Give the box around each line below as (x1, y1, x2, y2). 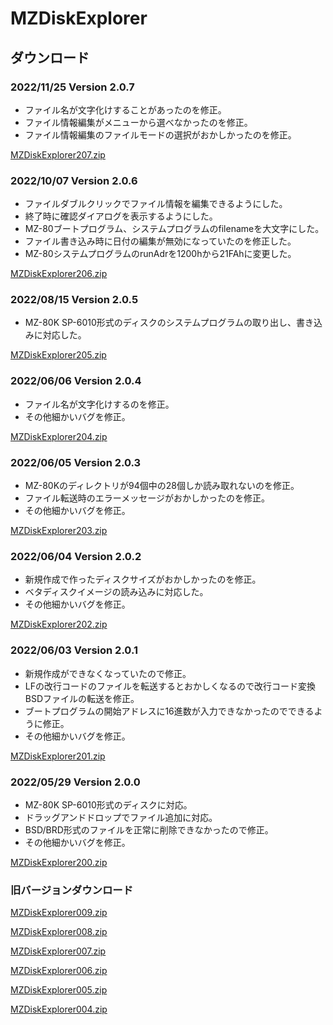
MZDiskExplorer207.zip (10, 148, 106, 161)
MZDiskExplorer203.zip (10, 525, 108, 537)
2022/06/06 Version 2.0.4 (10, 374, 142, 388)
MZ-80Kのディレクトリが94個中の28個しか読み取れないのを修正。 (24, 480, 300, 492)
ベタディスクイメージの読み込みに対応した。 (24, 586, 209, 598)
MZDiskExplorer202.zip (10, 618, 108, 631)
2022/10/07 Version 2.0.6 (10, 173, 138, 187)
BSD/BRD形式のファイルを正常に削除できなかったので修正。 (24, 823, 274, 836)
